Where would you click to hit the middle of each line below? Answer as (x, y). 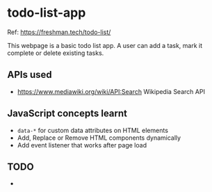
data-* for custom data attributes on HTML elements (93, 130)
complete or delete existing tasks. (56, 53)
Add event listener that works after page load (82, 145)
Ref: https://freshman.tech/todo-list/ (59, 32)
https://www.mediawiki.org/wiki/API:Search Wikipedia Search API (111, 91)
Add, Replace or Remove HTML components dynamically (99, 138)
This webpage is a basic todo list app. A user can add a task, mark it (105, 45)
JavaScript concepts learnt (67, 114)
